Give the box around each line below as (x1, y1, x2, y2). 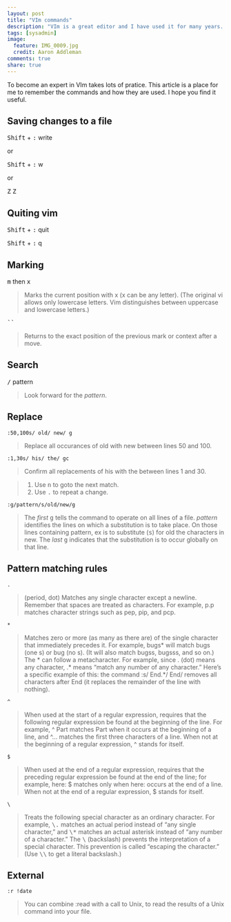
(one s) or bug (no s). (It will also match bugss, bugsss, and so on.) (23, 648, 214, 656)
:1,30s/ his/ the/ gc (7, 454, 70, 462)
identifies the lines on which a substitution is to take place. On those (23, 520, 218, 529)
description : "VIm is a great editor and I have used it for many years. (7, 23, 224, 30)
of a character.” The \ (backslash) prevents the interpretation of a (23, 835, 211, 843)
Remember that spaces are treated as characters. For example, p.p (23, 600, 214, 609)
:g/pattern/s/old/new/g (7, 501, 76, 508)
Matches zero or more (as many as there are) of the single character (23, 634, 219, 642)
